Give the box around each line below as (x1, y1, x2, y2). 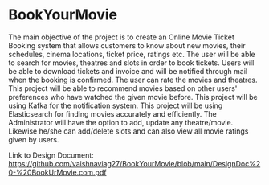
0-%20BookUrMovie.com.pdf (8, 167, 107, 177)
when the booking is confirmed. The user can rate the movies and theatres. (8, 75, 258, 84)
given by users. (8, 134, 59, 144)
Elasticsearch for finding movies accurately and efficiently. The (8, 109, 217, 118)
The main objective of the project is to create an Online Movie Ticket (8, 32, 234, 42)
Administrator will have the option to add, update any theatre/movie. (8, 117, 234, 127)
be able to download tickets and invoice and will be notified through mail (8, 66, 247, 76)
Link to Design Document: (8, 150, 94, 160)
